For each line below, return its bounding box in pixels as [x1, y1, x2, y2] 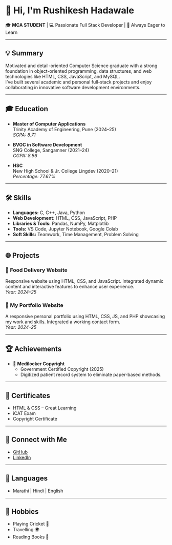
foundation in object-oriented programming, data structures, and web [5, 68, 152, 74]
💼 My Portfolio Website [5, 302, 64, 309]
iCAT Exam [12, 410, 36, 416]
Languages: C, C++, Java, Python [12, 209, 85, 216]
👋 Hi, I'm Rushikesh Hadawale [5, 5, 135, 16]
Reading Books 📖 [12, 534, 49, 540]
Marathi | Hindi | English [12, 488, 63, 494]
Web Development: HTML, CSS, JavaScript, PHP [12, 215, 117, 221]
